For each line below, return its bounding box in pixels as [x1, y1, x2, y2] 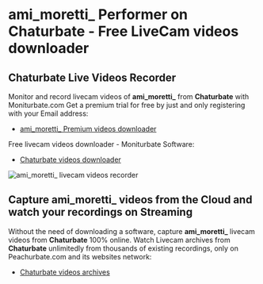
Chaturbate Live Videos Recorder [8, 71, 177, 84]
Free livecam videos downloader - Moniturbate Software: [8, 140, 195, 148]
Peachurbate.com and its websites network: [8, 251, 152, 261]
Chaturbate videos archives [19, 267, 111, 277]
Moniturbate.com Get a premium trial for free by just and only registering [8, 101, 246, 109]
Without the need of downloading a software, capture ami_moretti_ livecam [8, 226, 256, 236]
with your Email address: [8, 109, 89, 118]
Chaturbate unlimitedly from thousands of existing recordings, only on [8, 244, 239, 253]
